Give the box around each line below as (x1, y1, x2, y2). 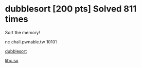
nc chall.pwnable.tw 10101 (5, 39, 57, 44)
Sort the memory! (5, 29, 40, 35)
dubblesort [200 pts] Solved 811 (5, 3, 137, 14)
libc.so (5, 57, 18, 63)
